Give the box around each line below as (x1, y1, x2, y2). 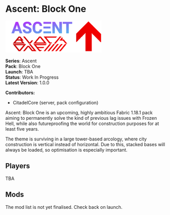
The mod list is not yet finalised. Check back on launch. (5, 204, 123, 210)
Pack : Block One (5, 63, 41, 69)
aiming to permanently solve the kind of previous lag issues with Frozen (5, 115, 157, 121)
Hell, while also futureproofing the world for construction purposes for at (5, 120, 159, 127)
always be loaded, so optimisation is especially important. (5, 147, 127, 153)
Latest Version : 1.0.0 (5, 79, 50, 85)
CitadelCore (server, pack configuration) (12, 99, 99, 105)
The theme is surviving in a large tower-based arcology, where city (5, 136, 147, 142)
